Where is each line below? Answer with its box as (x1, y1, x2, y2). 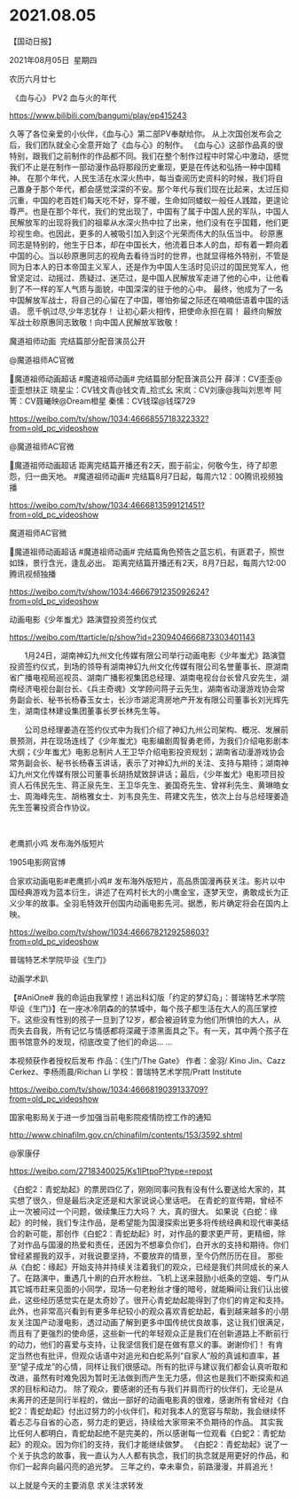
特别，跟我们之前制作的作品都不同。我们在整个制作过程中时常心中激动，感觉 (9, 150, 289, 161)
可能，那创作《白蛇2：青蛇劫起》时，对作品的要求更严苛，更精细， (32, 1228, 278, 1238)
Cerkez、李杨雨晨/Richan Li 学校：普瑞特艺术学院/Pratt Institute (9, 1066, 242, 1077)
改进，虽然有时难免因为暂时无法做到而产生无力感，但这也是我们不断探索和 (9, 1372, 281, 1383)
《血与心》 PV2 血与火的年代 (11, 92, 117, 103)
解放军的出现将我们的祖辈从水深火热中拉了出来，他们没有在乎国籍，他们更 (16, 216, 289, 227)
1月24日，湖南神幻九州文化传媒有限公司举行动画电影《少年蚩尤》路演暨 (24, 649, 286, 661)
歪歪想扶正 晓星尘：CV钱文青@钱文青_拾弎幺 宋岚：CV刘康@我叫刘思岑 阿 (9, 384, 282, 395)
